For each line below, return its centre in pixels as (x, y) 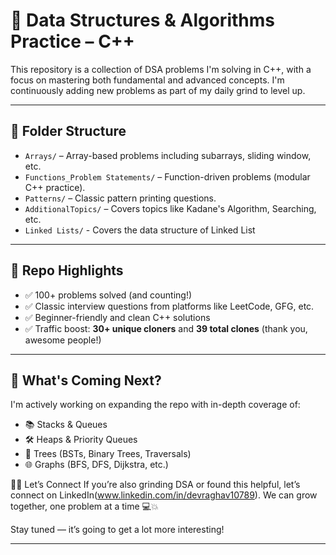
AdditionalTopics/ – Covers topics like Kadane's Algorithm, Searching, (170, 208)
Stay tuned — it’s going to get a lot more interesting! (117, 530)
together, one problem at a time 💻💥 (84, 506)
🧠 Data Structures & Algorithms (142, 20)
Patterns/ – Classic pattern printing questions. (120, 198)
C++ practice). (55, 187)
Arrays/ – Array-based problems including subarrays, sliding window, (168, 155)
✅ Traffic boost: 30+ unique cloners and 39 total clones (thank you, (166, 328)
